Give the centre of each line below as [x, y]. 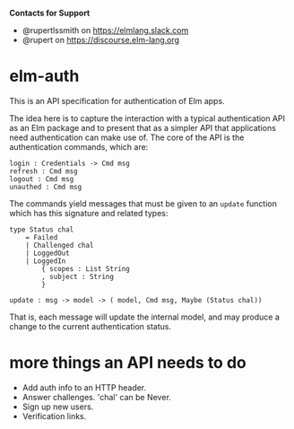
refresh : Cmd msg [43, 171]
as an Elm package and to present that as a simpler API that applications [143, 127]
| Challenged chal [60, 245]
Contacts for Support [50, 13]
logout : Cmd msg [42, 179]
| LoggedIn [46, 261]
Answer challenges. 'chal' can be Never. [97, 397]
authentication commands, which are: [79, 146]
